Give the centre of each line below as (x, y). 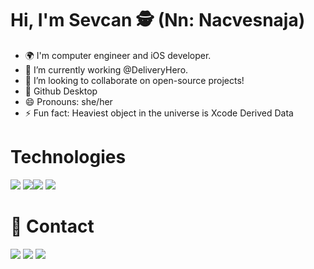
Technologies (68, 157)
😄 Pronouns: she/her (68, 101)
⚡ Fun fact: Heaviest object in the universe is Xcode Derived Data (159, 113)
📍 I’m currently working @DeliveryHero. (106, 69)
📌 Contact (52, 226)
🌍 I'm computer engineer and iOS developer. (118, 55)
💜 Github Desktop (61, 91)
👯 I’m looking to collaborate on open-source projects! (134, 80)
